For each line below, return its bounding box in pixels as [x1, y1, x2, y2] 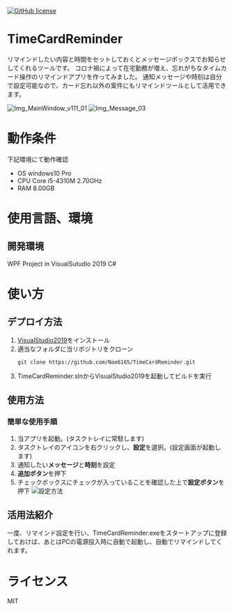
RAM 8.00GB [17, 184, 55, 192]
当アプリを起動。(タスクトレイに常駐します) [17, 434, 145, 443]
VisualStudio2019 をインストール [17, 336, 110, 344]
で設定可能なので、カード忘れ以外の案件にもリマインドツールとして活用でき [7, 81, 227, 89]
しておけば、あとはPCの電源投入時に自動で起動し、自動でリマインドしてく [7, 538, 223, 546]
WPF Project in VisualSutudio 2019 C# [7, 259, 117, 268]
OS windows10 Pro [17, 168, 72, 178]
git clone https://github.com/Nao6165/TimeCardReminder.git [17, 359, 196, 366]
